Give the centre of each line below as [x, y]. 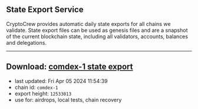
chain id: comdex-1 [36, 87]
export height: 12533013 [43, 93]
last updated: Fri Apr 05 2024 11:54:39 [61, 81]
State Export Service [45, 10]
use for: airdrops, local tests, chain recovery [68, 100]
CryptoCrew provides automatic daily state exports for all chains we [88, 24]
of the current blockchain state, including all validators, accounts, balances [97, 36]
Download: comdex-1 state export [70, 67]
